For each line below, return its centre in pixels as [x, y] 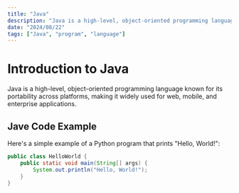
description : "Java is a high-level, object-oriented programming [108, 21]
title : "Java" [28, 14]
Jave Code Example [52, 126]
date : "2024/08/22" [36, 27]
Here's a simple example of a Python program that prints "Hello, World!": [114, 144]
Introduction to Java [68, 69]
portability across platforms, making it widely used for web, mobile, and [112, 96]
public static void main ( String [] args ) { [84, 163]
